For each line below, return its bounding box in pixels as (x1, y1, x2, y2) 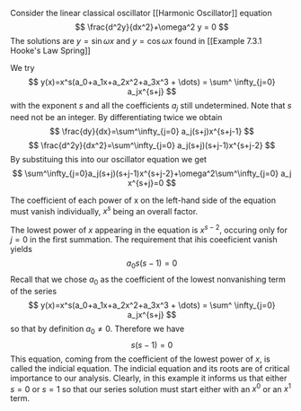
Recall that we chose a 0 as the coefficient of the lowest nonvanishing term (10, 274, 287, 286)
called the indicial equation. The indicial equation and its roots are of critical (10, 363, 290, 373)
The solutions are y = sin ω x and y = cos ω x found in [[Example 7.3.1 (10, 36, 262, 46)
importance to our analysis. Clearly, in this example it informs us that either (10, 372, 288, 383)
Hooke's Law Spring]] (10, 45, 91, 56)
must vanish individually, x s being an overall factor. (10, 204, 199, 216)
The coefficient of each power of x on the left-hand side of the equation (10, 195, 277, 205)
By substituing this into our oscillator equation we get (10, 153, 208, 164)
